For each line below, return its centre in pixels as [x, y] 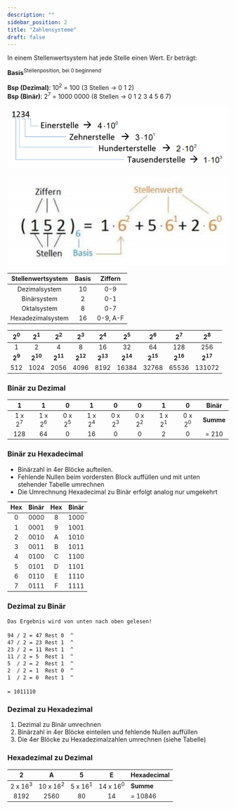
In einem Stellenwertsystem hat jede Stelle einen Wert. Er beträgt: [102, 58]
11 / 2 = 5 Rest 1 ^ [40, 657]
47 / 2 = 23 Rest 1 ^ [40, 643]
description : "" [31, 15]
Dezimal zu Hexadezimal [50, 709]
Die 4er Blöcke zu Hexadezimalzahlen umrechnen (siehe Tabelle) [112, 739]
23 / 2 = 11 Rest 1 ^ [40, 650]
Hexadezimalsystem [39, 318]
